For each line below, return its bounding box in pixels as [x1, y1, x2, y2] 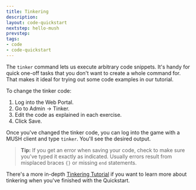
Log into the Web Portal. [14, 99, 74, 106]
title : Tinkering [6, 8, 49, 15]
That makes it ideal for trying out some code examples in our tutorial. [6, 76, 174, 83]
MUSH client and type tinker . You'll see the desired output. [6, 135, 151, 142]
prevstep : [6, 31, 31, 37]
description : [6, 14, 38, 20]
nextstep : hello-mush [6, 25, 60, 31]
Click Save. [14, 117, 43, 125]
